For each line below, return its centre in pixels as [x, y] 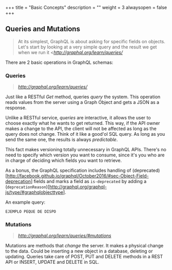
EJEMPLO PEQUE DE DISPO [31, 212]
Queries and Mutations [43, 29]
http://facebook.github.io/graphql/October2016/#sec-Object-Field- [78, 176]
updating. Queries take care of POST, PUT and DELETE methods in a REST [84, 257]
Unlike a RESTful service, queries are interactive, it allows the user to [78, 118]
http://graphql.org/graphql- [78, 187]
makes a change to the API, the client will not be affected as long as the [81, 129]
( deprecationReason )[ [27, 187]
